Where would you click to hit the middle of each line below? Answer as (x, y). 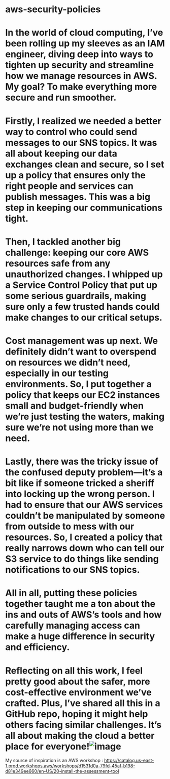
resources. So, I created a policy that (84, 537)
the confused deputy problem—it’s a (84, 473)
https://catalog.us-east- (129, 761)
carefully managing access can (73, 626)
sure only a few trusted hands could (82, 306)
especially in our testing (57, 373)
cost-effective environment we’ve (79, 692)
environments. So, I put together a (79, 384)
